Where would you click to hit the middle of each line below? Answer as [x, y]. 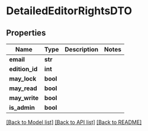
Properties [26, 33]
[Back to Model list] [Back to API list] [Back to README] [74, 122]
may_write [24, 98]
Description [82, 49]
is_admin [22, 108]
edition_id [23, 69]
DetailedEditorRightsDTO [69, 11]
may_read [23, 88]
